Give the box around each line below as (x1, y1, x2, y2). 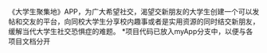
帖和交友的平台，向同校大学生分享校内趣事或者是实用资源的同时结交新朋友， (8, 17, 260, 26)
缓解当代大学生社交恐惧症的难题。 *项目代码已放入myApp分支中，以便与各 (8, 27, 253, 36)
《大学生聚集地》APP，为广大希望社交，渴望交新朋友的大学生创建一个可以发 (8, 7, 260, 16)
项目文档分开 (8, 36, 50, 46)
